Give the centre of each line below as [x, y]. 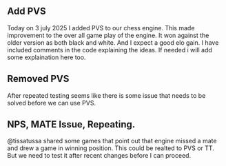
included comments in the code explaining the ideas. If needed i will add [110, 50]
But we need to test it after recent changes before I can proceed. [99, 156]
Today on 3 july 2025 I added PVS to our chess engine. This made [101, 28]
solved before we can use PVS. [52, 103]
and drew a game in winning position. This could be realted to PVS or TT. [111, 148]
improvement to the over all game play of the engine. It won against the [108, 35]
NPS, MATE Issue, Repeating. [71, 124]
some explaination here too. [47, 57]
